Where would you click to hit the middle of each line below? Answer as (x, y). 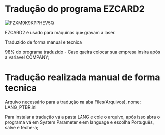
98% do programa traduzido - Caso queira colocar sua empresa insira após (82, 52)
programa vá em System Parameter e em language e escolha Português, (80, 122)
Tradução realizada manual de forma (82, 77)
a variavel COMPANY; (27, 57)
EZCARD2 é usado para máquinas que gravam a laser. (60, 32)
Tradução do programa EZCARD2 (75, 9)
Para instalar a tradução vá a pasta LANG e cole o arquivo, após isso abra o (82, 117)
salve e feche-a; (22, 127)
